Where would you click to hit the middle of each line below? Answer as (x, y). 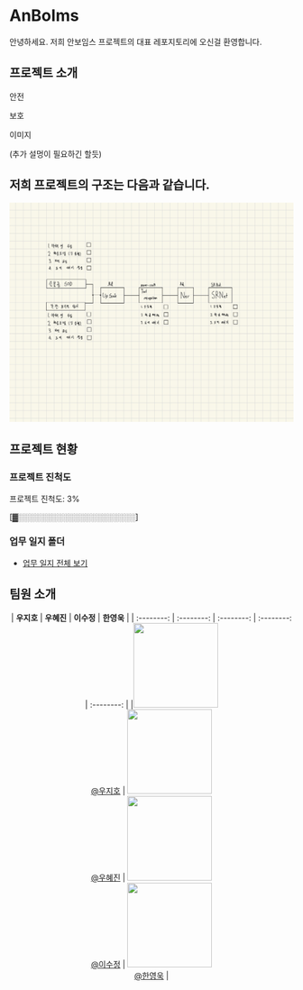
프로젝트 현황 (44, 449)
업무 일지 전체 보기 (55, 563)
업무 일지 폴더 (37, 542)
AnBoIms (44, 16)
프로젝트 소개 (44, 73)
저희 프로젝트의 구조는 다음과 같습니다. (110, 185)
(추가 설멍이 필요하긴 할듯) (55, 153)
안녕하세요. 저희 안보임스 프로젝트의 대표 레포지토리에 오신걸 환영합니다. (136, 41)
